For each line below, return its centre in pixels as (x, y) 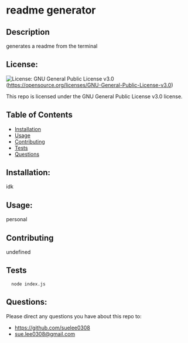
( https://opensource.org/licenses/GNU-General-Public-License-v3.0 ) (90, 85)
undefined (18, 252)
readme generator (51, 10)
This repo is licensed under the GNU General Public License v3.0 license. (94, 96)
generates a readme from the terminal (52, 46)
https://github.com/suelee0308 (52, 328)
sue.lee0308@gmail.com (45, 334)
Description (28, 32)
